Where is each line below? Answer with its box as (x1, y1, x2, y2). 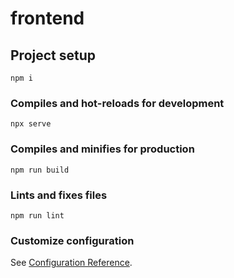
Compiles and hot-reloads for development (10, 96, 225, 110)
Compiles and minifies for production (10, 142, 195, 156)
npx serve (10, 119, 52, 129)
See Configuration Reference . (10, 257, 133, 269)
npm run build (10, 165, 70, 175)
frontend (10, 7, 85, 30)
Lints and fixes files (10, 188, 108, 202)
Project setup (10, 47, 97, 64)
